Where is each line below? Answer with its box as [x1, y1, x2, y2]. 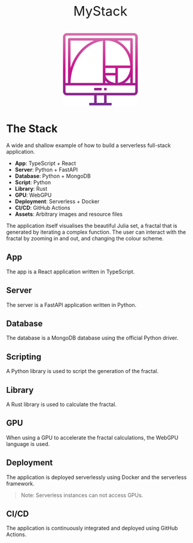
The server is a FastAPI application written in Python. [6, 301, 137, 309]
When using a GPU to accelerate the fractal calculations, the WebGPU [6, 434, 179, 441]
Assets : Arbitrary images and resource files [14, 211, 123, 218]
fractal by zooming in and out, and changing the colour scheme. [6, 234, 164, 242]
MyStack [73, 3, 128, 19]
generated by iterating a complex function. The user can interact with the [6, 228, 186, 236]
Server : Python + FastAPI [14, 166, 78, 173]
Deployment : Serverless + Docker [14, 197, 100, 205]
